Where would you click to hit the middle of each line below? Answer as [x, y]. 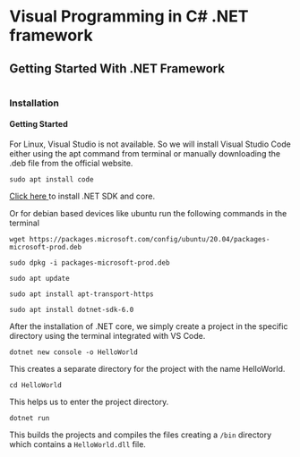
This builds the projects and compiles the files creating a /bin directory [141, 435]
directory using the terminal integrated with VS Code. [107, 335]
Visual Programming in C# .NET [129, 17]
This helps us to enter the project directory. [89, 402]
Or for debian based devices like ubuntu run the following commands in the [148, 213]
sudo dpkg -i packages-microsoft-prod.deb [90, 262]
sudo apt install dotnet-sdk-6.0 [72, 309]
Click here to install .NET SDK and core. [82, 196]
